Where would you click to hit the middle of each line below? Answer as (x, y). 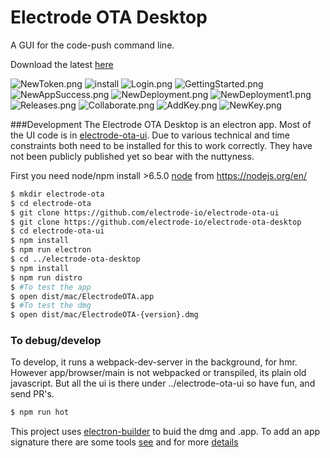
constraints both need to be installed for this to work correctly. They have (161, 145)
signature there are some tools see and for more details (124, 442)
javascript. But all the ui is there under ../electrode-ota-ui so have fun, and (163, 383)
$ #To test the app (51, 287)
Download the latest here (62, 64)
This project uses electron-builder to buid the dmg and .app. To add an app (165, 432)
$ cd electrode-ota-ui (57, 231)
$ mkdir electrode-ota (57, 194)
